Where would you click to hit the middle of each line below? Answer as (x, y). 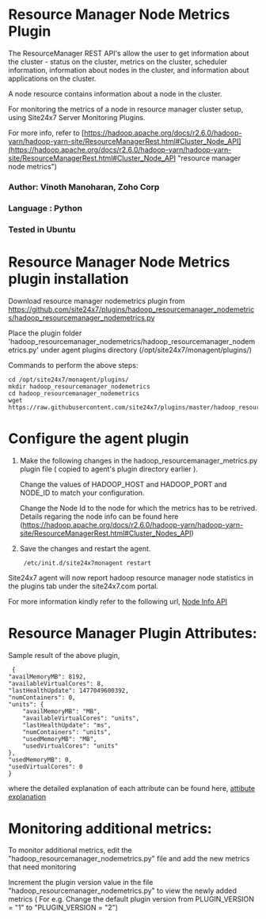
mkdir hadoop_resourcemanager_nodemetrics (79, 386)
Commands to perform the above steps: (73, 365)
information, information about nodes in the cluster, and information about (129, 70)
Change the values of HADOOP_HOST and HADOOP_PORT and (123, 484)
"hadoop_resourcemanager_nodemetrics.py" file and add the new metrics (129, 859)
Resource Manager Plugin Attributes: (133, 633)
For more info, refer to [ (46, 133)
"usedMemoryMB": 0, (40, 760)
